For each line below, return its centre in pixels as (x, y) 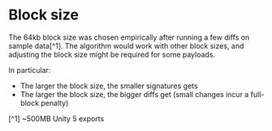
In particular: (30, 70)
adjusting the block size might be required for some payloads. (112, 54)
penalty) (54, 103)
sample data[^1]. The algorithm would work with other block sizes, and (126, 45)
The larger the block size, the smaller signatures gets (109, 86)
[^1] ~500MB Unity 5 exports (56, 118)
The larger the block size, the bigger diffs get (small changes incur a (134, 94)
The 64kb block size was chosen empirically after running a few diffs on (129, 37)
